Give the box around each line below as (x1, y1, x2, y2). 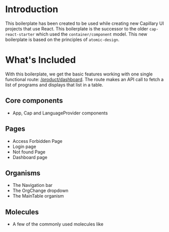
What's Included (5, 54, 76, 66)
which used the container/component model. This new (36, 31, 148, 37)
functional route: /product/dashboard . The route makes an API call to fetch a (5, 76, 164, 82)
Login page (12, 143, 36, 149)
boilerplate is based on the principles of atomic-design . (5, 36, 120, 43)
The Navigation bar (12, 182, 53, 188)
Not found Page (12, 148, 46, 155)
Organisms (5, 169, 41, 177)
